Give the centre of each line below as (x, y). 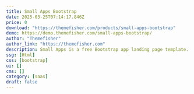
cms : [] (15, 71)
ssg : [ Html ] (20, 55)
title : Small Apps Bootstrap (41, 11)
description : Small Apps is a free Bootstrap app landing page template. (98, 50)
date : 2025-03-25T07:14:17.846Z (45, 17)
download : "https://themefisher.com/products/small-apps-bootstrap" (91, 28)
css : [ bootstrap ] (27, 60)
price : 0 (17, 22)
